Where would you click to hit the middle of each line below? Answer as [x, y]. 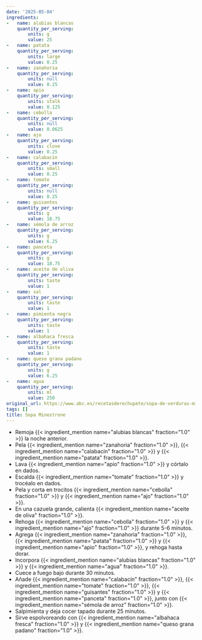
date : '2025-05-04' [31, 12]
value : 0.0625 [45, 129]
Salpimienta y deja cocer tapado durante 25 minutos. [81, 611]
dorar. [22, 553]
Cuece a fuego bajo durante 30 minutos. [65, 573]
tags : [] [17, 409]
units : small [44, 169]
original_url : [24, 404]
